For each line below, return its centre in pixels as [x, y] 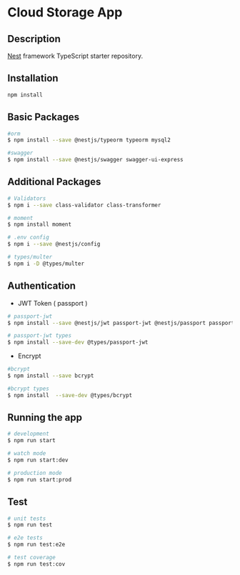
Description [34, 39]
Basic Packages [44, 117]
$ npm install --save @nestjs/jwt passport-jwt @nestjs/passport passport [121, 323]
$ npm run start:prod [40, 479]
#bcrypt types [29, 389]
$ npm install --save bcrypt [51, 376]
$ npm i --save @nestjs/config [54, 244]
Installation [33, 78]
